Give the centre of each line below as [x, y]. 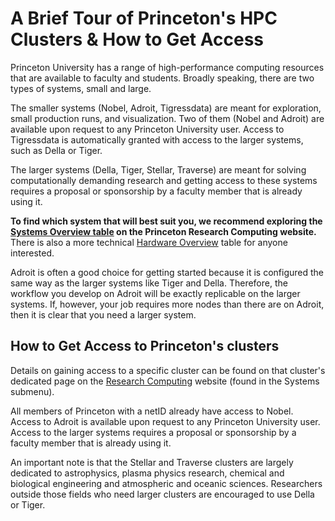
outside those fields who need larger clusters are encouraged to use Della [162, 494]
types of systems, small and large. [81, 88]
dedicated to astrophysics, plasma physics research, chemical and [147, 473]
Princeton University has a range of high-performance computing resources [167, 67]
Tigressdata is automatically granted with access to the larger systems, [157, 139]
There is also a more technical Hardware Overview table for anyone [149, 242]
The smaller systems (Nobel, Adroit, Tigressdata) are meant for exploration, [166, 108]
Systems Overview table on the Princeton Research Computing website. [163, 231]
